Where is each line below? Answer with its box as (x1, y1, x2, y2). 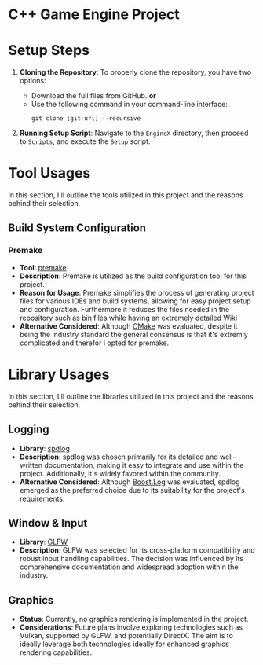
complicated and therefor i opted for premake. (19, 338, 170, 347)
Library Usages (8, 366, 110, 383)
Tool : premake (19, 263, 67, 272)
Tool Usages (8, 164, 91, 182)
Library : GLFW (19, 537, 68, 547)
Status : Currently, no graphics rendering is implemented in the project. (19, 615, 249, 624)
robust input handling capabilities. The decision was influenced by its (19, 554, 243, 564)
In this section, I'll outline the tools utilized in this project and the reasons (8, 190, 243, 200)
